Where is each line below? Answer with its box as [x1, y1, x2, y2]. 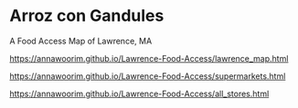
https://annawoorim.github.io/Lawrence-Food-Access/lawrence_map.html [9, 53, 289, 64]
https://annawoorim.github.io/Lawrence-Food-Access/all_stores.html [9, 88, 270, 99]
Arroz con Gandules [9, 5, 165, 26]
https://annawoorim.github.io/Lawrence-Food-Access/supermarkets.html [9, 70, 286, 82]
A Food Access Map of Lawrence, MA [9, 35, 153, 46]
